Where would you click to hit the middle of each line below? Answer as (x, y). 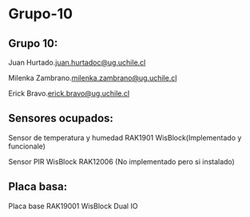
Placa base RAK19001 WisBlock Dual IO (73, 206)
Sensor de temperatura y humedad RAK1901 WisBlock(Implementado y (125, 137)
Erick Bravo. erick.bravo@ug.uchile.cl (69, 93)
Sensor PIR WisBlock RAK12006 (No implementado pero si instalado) (122, 161)
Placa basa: (38, 187)
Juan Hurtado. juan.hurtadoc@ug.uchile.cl (77, 62)
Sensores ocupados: (61, 118)
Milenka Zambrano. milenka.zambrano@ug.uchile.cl (93, 78)
